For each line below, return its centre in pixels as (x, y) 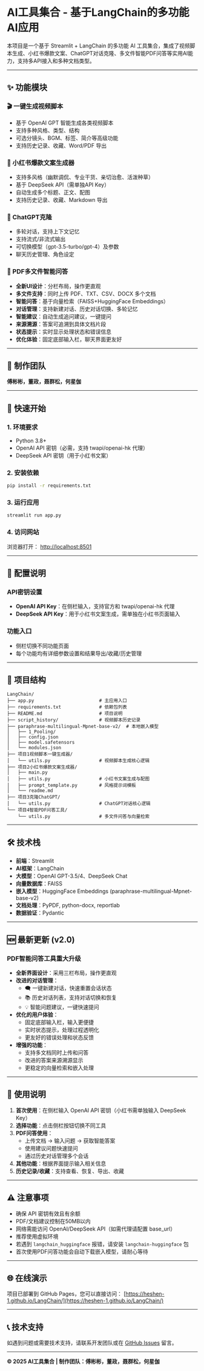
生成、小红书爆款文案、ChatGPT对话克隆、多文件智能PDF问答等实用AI (100, 53)
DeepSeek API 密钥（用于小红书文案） (64, 456)
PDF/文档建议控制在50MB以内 (53, 1221)
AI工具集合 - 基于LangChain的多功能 (98, 12)
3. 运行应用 (23, 503)
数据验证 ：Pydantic (40, 913)
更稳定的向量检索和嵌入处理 (59, 1068)
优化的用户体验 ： (37, 1014)
